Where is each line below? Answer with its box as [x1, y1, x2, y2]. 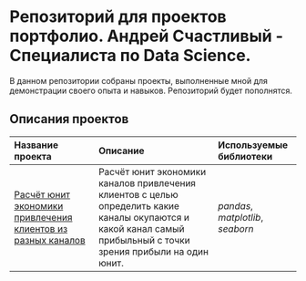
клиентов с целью [98, 188, 179, 201]
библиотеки [218, 150, 273, 162]
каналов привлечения [98, 176, 196, 189]
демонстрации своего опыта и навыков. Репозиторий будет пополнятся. [9, 85, 293, 96]
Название [14, 139, 59, 151]
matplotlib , [218, 211, 264, 224]
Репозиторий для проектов [9, 6, 227, 27]
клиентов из [14, 222, 68, 234]
